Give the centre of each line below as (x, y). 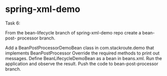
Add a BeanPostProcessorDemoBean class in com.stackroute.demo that (79, 47)
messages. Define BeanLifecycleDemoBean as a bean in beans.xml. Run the (84, 58)
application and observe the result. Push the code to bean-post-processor (82, 63)
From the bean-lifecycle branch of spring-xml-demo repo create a (73, 32)
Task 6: (13, 23)
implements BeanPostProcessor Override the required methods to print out (82, 53)
